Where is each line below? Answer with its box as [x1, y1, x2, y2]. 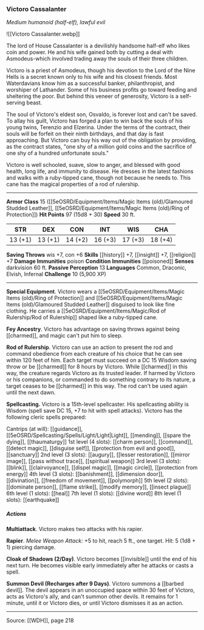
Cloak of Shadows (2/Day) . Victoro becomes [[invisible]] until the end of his [6, 555, 197, 563]
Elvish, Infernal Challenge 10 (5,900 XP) [6, 271, 106, 278]
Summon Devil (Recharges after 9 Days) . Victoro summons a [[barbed [6, 580, 184, 588]
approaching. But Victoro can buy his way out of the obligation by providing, [6, 137, 197, 144]
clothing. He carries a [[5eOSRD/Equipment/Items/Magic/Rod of [6, 307, 166, 314]
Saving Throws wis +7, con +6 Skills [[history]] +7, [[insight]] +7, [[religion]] [6, 251, 196, 259]
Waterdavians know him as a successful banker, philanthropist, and [6, 80, 175, 87]
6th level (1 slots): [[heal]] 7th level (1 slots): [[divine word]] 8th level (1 [6, 490, 182, 497]
